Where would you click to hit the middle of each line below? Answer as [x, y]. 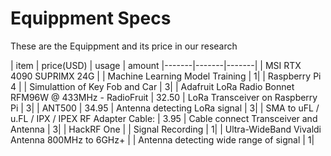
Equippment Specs [91, 18]
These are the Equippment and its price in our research [124, 46]
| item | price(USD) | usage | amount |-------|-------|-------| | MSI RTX [156, 65]
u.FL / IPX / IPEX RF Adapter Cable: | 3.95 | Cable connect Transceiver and [164, 118]
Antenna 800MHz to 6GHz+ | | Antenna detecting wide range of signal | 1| [162, 139]
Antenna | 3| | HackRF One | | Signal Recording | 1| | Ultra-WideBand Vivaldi [166, 129]
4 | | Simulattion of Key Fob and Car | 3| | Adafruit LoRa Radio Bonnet [152, 86]
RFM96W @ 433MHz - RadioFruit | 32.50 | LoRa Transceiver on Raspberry [164, 97]
